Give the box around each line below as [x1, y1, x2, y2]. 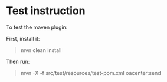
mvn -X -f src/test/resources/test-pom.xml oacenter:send [20, 69, 161, 76]
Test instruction [6, 4, 86, 18]
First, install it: [6, 35, 40, 42]
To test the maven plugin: [6, 24, 68, 31]
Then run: [6, 58, 30, 65]
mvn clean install [20, 46, 62, 54]
